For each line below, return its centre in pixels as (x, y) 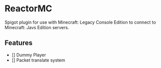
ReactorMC (28, 9)
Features (19, 43)
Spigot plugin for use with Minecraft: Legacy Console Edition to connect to (80, 22)
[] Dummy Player (29, 55)
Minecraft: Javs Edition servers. (37, 27)
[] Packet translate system (38, 60)
